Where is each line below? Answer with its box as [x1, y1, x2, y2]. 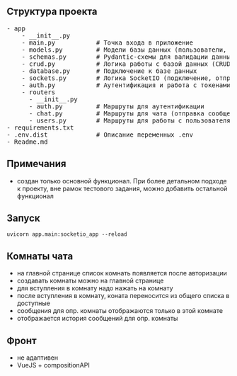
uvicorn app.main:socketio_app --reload [6, 231, 128, 238]
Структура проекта [6, 6, 98, 18]
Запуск [6, 212, 40, 224]
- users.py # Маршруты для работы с [28, 116, 183, 125]
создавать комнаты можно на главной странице [16, 276, 164, 285]
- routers [21, 88, 56, 96]
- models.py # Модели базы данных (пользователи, [21, 45, 227, 54]
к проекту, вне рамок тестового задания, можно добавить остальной [16, 184, 228, 193]
